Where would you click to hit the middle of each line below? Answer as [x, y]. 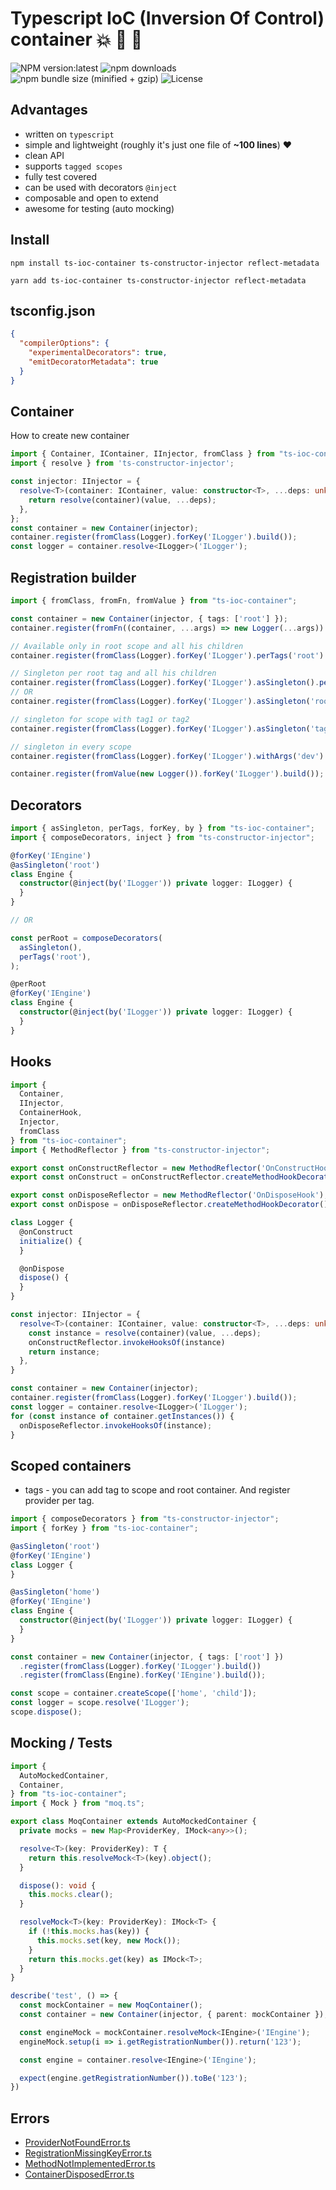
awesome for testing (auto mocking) [99, 208]
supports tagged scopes [73, 166]
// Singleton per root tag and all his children [113, 673]
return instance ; [64, 1352]
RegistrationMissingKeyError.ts [88, 2153]
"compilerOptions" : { [64, 343]
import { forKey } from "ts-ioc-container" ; [104, 1528]
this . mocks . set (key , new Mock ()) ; [109, 1940]
